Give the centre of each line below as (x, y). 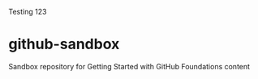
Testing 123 (28, 12)
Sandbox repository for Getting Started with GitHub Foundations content (129, 66)
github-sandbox (64, 44)
